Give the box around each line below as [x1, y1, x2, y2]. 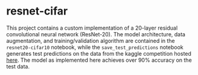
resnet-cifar [6, 4, 68, 18]
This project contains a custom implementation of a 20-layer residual [6, 24, 178, 31]
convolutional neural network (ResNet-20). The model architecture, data [6, 30, 186, 37]
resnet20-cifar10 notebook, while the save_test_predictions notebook [6, 44, 184, 51]
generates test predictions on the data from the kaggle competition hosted [6, 50, 192, 57]
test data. [6, 62, 30, 70]
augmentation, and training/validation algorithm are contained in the [6, 37, 175, 44]
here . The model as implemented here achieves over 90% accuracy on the [6, 56, 192, 64]
